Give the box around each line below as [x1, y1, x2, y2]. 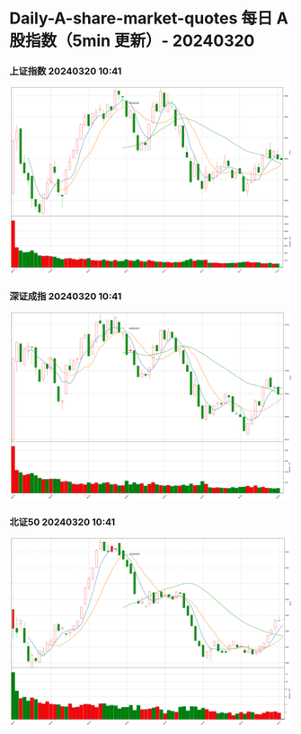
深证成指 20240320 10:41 [9, 290, 122, 303]
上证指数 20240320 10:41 [9, 65, 122, 77]
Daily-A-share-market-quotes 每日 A [9, 8, 289, 29]
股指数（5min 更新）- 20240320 [9, 31, 255, 51]
